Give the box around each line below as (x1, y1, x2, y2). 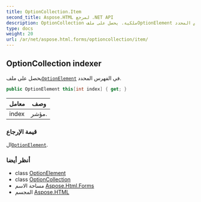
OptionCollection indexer (6, 59, 102, 69)
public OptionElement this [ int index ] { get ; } (6, 86, 127, 92)
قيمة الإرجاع (6, 127, 37, 136)
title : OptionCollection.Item (6, 8, 82, 15)
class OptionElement (14, 170, 66, 177)
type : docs (6, 25, 33, 32)
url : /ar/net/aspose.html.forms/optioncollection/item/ (6, 36, 148, 42)
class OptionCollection (14, 176, 71, 183)
